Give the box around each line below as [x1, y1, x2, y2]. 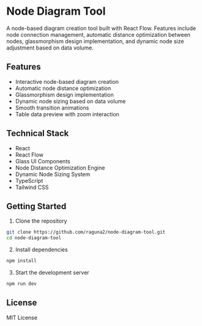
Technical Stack [6, 128, 69, 139]
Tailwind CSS [15, 183, 49, 191]
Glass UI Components [15, 157, 70, 165]
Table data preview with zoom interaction [15, 110, 119, 117]
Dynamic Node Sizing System [15, 170, 91, 178]
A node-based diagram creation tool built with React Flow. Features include [6, 24, 196, 32]
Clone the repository [15, 217, 67, 224]
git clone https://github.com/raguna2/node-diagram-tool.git [6, 229, 166, 235]
